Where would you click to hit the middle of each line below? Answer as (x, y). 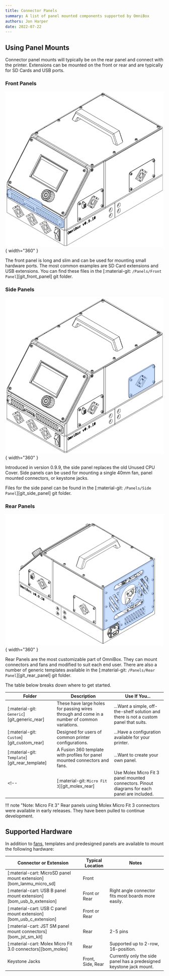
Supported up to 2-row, (134, 944)
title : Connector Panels (31, 11)
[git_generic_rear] (26, 719)
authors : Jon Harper (27, 21)
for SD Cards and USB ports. (35, 70)
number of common (77, 719)
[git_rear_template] (27, 763)
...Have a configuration (137, 732)
